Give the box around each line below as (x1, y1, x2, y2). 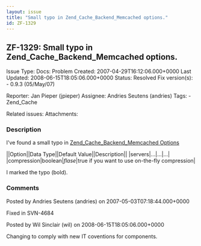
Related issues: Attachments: (6, 110, 78, 118)
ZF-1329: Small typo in (6, 42, 93, 52)
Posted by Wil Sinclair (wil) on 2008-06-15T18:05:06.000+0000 (6, 221, 164, 228)
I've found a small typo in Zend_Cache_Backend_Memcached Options (6, 139, 179, 147)
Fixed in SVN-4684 (6, 209, 54, 216)
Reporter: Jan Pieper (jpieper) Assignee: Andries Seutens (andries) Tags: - (6, 92, 191, 99)
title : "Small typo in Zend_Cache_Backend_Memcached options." (6, 14, 169, 20)
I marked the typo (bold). (6, 169, 68, 176)
